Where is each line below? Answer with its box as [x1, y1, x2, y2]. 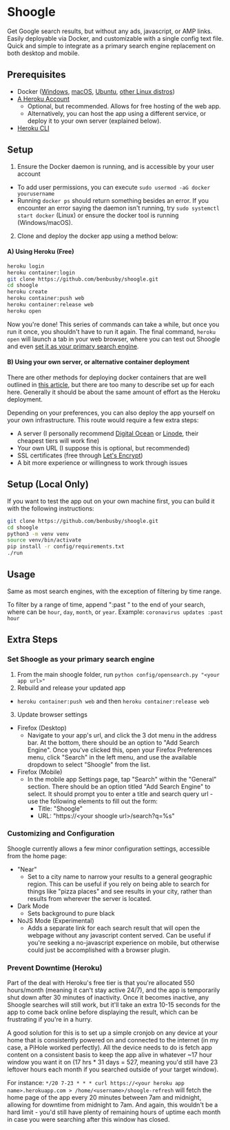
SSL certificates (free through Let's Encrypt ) [17, 451, 143, 459]
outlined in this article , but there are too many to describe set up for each [7, 380, 215, 388]
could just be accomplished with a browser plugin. [27, 946, 171, 954]
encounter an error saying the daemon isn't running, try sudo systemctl [17, 204, 220, 212]
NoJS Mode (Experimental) [17, 916, 94, 924]
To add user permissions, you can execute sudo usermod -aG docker [17, 183, 211, 191]
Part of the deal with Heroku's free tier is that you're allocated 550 [7, 979, 195, 987]
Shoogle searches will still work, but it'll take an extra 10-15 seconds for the [7, 1001, 220, 1009]
